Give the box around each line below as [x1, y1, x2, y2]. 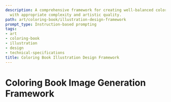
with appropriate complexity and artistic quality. [10, 12, 122, 17]
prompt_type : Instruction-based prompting [5, 21, 97, 27]
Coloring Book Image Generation [5, 77, 146, 88]
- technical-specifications [5, 50, 65, 55]
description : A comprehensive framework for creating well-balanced [5, 7, 154, 13]
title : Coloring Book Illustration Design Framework [5, 55, 120, 60]
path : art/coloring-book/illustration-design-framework [5, 17, 126, 22]
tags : [5, 27, 17, 32]
